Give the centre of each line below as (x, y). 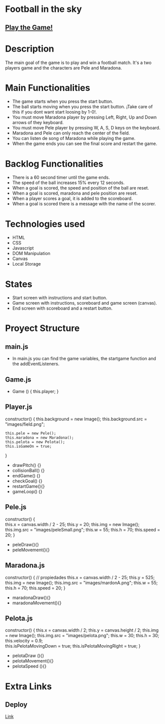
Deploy (16, 704)
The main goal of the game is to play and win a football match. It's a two (78, 63)
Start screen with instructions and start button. (60, 298)
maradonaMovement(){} (37, 603)
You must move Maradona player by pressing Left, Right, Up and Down (84, 117)
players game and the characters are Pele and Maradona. (63, 67)
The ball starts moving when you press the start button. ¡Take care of (82, 107)
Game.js (18, 379)
